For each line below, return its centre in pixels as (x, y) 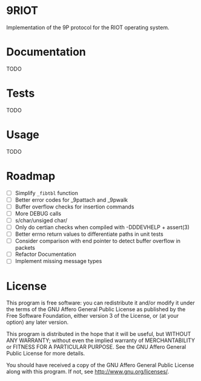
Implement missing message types (58, 261)
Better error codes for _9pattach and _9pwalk (71, 200)
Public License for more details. (46, 354)
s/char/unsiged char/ (41, 220)
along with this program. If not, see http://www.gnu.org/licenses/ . (88, 372)
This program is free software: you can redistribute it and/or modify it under (100, 303)
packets (25, 248)
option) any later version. (37, 322)
